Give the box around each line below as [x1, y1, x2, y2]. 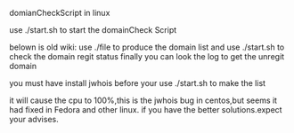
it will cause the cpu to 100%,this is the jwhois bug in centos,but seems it [9, 95, 278, 106]
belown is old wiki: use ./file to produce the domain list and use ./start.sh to [9, 42, 285, 52]
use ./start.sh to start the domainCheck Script [9, 25, 177, 35]
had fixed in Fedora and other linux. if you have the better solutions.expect [9, 105, 282, 114]
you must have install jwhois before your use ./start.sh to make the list [9, 78, 265, 88]
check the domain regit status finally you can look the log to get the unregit [9, 51, 285, 61]
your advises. [9, 114, 60, 124]
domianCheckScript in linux [9, 8, 110, 18]
